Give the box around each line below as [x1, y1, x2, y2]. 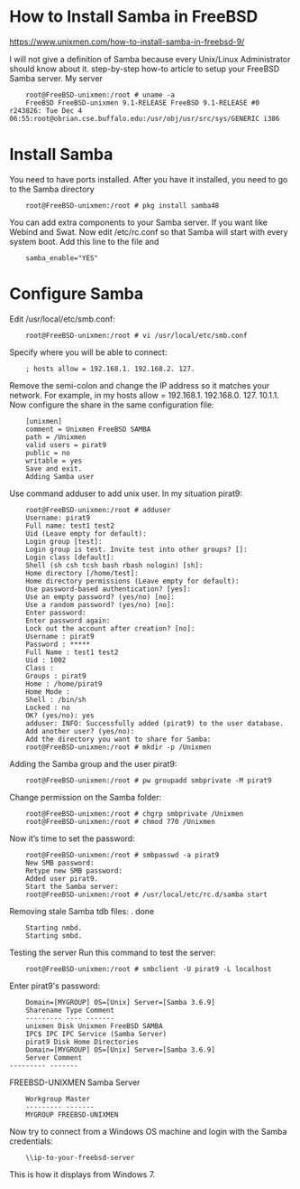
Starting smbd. [25, 931, 83, 941]
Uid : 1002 [25, 655, 67, 665]
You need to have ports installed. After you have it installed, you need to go [9, 173, 288, 184]
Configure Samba [9, 284, 144, 304]
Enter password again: [25, 616, 111, 625]
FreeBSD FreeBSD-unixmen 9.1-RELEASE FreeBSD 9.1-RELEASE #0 [25, 98, 259, 108]
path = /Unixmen [25, 432, 87, 442]
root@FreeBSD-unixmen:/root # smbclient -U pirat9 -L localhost [25, 964, 272, 973]
